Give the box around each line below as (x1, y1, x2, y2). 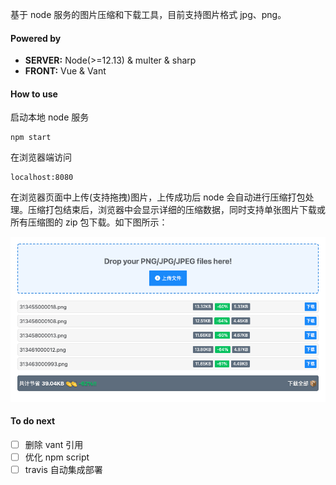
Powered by (10, 32, 62, 44)
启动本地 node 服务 (10, 111, 90, 123)
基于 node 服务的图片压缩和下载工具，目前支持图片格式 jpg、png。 (10, 9, 287, 20)
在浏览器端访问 (10, 151, 72, 163)
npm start (10, 133, 52, 143)
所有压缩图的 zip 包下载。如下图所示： (10, 216, 168, 228)
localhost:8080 (10, 173, 74, 183)
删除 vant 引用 (24, 439, 84, 450)
